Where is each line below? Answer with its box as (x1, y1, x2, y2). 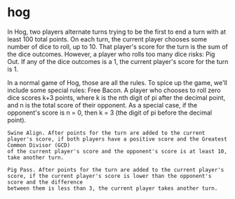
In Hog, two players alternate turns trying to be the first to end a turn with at (7, 27, 227, 36)
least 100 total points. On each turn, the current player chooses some (7, 34, 208, 43)
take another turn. (7, 154, 65, 161)
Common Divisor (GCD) (7, 141, 71, 148)
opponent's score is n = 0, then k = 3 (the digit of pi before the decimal (7, 108, 213, 117)
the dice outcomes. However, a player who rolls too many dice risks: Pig (7, 50, 215, 58)
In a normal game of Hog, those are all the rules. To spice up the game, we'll (7, 78, 228, 86)
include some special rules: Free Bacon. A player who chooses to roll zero (7, 86, 221, 94)
